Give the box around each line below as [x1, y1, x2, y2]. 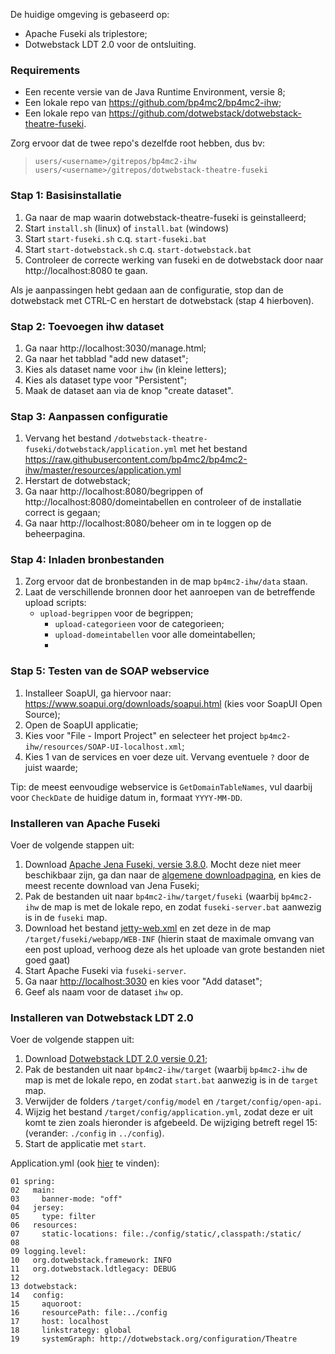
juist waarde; [24, 761, 78, 773]
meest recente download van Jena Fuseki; [24, 880, 200, 892]
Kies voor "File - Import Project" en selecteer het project [24, 729, 258, 741]
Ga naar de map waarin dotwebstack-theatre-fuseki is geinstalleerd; [24, 211, 307, 223]
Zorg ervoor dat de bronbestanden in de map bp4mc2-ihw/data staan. [24, 575, 308, 588]
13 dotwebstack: [10, 1282, 78, 1292]
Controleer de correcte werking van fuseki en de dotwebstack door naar [24, 254, 324, 266]
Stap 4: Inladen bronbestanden [10, 553, 165, 567]
